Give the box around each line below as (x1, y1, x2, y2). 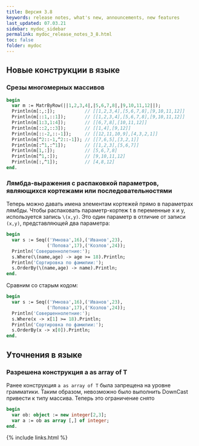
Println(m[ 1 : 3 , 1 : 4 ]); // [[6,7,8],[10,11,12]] (11, 119, 148, 126)
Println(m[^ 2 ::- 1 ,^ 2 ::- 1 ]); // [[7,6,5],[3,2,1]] (11, 136, 139, 142)
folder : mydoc (6, 43, 42, 49)
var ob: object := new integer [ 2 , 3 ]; (11, 411, 107, 418)
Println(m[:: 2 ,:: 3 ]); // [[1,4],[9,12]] (11, 125, 131, 131)
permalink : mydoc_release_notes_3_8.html (6, 32, 113, 38)
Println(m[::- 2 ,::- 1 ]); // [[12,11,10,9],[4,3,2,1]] (11, 131, 158, 137)
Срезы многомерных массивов (6, 83, 105, 92)
